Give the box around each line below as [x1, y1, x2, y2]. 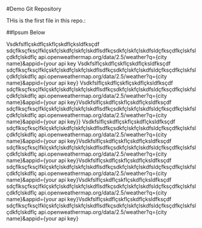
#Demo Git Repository [6, 5, 62, 12]
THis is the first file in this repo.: [6, 17, 86, 24]
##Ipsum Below [6, 29, 45, 36]
